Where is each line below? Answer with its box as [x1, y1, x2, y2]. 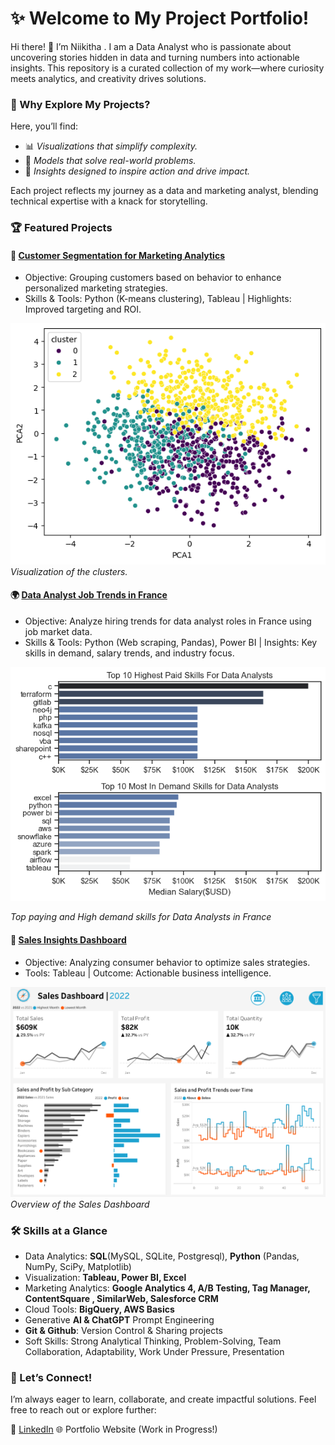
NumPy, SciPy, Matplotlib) [24, 1260, 132, 1272]
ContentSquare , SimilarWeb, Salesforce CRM [24, 1292, 219, 1304]
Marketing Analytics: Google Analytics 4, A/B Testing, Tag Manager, [24, 1282, 311, 1294]
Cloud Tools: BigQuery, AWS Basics [24, 1303, 175, 1315]
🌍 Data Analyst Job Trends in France [10, 589, 168, 601]
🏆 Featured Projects [10, 221, 113, 235]
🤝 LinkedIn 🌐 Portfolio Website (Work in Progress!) [10, 1423, 218, 1436]
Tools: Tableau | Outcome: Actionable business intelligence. [24, 967, 272, 979]
